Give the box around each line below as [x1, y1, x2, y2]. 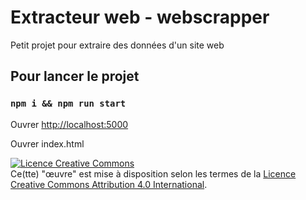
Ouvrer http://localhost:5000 [10, 118, 129, 130]
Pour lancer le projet [10, 68, 140, 85]
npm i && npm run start [10, 98, 127, 110]
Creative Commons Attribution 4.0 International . [10, 178, 208, 190]
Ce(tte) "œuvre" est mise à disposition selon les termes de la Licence [10, 167, 297, 180]
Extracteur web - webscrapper [10, 6, 270, 29]
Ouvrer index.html [10, 137, 85, 150]
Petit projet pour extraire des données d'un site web [10, 39, 225, 51]
